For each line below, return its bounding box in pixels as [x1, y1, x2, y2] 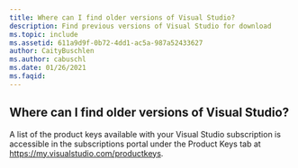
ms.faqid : [9, 72, 47, 81]
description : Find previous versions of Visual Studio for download [9, 22, 272, 31]
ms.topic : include [9, 30, 78, 39]
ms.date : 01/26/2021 [9, 64, 87, 73]
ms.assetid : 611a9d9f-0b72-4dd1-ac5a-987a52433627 [9, 38, 203, 48]
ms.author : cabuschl [9, 55, 87, 64]
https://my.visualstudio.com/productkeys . [9, 147, 164, 158]
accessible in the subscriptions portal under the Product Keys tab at [9, 138, 261, 149]
